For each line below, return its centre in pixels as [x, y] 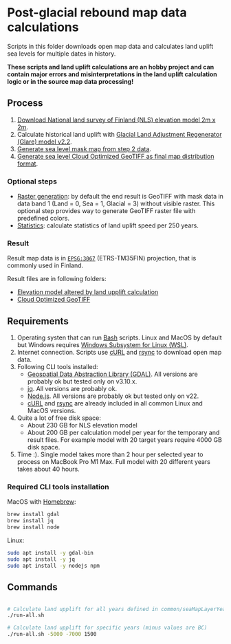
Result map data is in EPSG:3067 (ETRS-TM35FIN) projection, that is [102, 258]
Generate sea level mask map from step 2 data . [84, 148]
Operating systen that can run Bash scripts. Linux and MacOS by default [119, 337]
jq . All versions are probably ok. [72, 389]
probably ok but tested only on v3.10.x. [82, 381]
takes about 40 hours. [48, 469]
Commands [33, 587]
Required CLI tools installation [58, 487]
